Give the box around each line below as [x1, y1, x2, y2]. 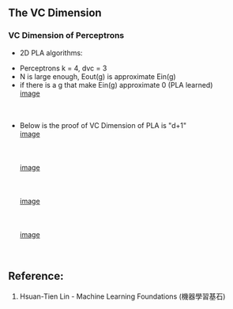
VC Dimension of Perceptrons [8, 30, 125, 41]
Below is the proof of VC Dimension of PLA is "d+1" [19, 120, 187, 130]
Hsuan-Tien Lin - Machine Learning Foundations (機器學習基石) [19, 292, 226, 301]
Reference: [8, 269, 64, 283]
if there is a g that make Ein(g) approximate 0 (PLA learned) [19, 80, 213, 89]
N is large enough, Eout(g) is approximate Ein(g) [19, 71, 176, 81]
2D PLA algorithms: [19, 47, 83, 58]
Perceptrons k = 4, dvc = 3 [19, 63, 107, 73]
